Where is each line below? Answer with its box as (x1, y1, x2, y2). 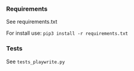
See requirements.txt (6, 18, 58, 25)
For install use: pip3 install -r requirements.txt (6, 30, 129, 37)
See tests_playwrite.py (6, 58, 65, 65)
